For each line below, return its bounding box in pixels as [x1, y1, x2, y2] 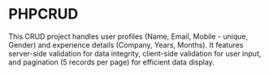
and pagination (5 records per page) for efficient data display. [8, 57, 215, 67]
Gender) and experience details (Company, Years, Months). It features [8, 40, 244, 49]
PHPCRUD [8, 5, 79, 23]
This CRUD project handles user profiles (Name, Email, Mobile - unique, [8, 31, 249, 41]
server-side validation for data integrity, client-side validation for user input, [8, 48, 262, 58]
